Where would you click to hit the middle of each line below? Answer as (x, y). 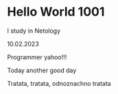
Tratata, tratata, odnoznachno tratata (59, 83)
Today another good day (42, 70)
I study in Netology (34, 31)
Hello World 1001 (56, 12)
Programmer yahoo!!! (37, 57)
